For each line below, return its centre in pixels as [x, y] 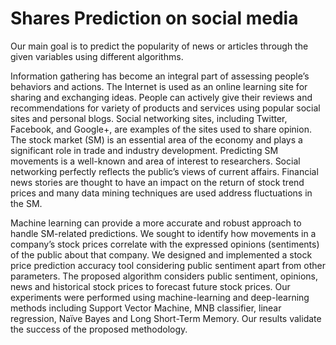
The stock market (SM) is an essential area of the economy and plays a [156, 139]
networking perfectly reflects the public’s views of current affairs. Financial [164, 171]
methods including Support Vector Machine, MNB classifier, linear [146, 308]
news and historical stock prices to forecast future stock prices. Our [150, 286]
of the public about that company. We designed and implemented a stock [161, 254]
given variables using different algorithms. [97, 56]
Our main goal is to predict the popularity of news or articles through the [159, 46]
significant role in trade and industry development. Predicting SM [144, 150]
